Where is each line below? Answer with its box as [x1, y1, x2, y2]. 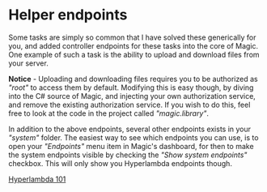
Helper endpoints [8, 6, 128, 24]
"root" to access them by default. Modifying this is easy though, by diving [8, 83, 254, 92]
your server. [8, 58, 49, 68]
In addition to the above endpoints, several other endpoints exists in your [8, 124, 252, 134]
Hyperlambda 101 [8, 174, 66, 184]
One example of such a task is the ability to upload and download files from [8, 49, 261, 59]
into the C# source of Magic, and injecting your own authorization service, [8, 91, 256, 100]
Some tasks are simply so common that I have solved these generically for [8, 32, 256, 42]
